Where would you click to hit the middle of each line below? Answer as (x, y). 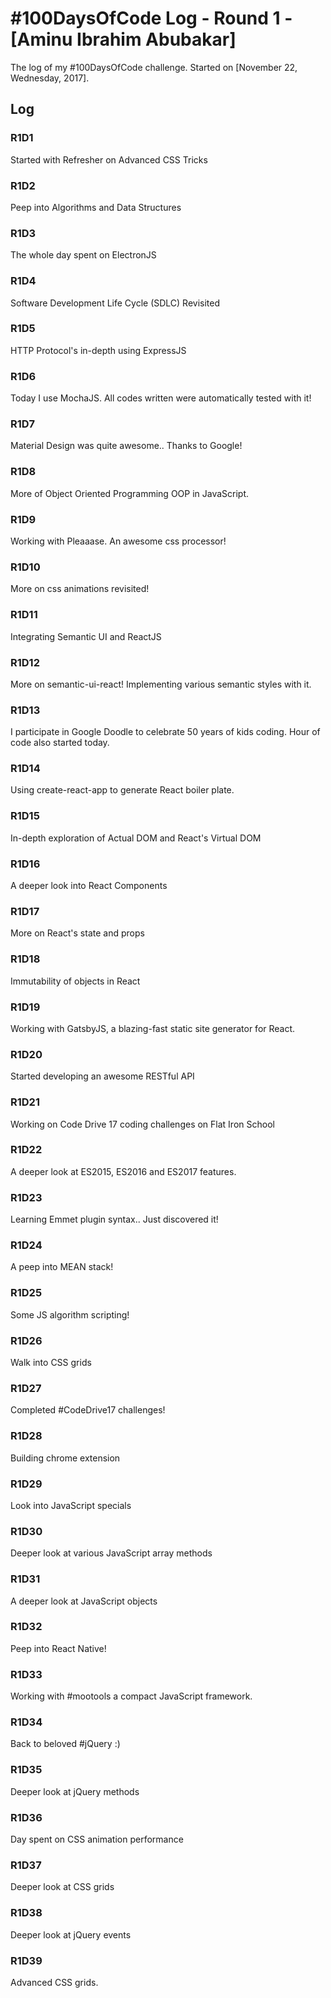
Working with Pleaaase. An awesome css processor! (118, 541)
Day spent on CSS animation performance (97, 1839)
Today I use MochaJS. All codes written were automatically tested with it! (161, 398)
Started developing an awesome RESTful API (102, 1076)
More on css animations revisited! (80, 589)
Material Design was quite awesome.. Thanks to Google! (126, 446)
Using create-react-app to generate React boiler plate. (122, 790)
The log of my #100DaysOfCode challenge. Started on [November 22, (154, 67)
